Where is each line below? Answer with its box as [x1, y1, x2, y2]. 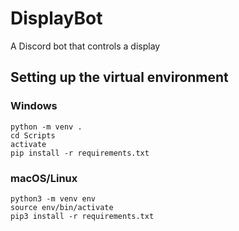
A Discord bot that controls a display [10, 40, 161, 52]
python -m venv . [10, 122, 83, 132]
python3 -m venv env [10, 193, 97, 204]
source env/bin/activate [10, 202, 114, 212]
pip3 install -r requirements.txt [10, 211, 155, 221]
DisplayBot [10, 7, 103, 30]
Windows [10, 99, 58, 113]
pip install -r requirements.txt [10, 148, 150, 158]
